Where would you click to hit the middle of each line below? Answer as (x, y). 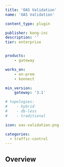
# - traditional (25, 116)
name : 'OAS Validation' (30, 15)
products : (15, 56)
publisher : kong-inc (27, 33)
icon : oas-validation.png (32, 125)
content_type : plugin (28, 24)
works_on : (15, 69)
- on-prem (24, 74)
